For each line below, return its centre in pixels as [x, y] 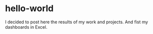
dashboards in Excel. [26, 27]
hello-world [30, 8]
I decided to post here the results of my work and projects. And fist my [77, 22]
